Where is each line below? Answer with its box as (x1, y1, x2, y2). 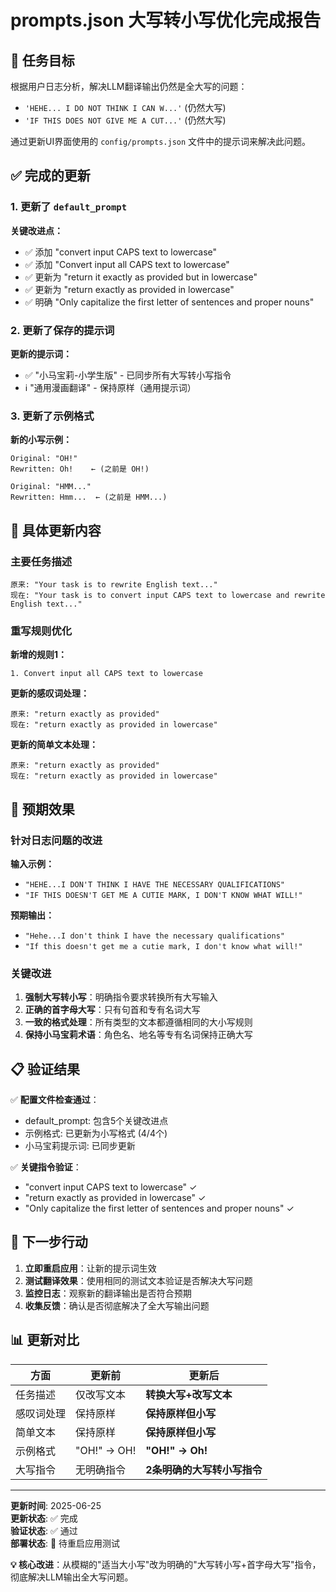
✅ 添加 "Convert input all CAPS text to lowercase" (24, 258, 230, 270)
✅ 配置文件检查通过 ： (10, 1094, 100, 1106)
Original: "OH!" (10, 454, 78, 464)
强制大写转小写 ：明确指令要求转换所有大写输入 (24, 991, 218, 1003)
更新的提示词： (10, 347, 72, 360)
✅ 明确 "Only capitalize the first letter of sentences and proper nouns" (24, 296, 315, 308)
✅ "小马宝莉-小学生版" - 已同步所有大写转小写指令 (24, 369, 232, 381)
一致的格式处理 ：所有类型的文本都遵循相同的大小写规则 (24, 1016, 253, 1028)
